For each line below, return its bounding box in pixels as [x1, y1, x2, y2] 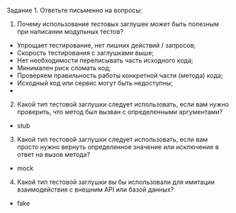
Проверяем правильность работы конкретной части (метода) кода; [16, 71, 223, 80]
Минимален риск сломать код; [16, 64, 111, 72]
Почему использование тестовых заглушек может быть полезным [16, 20, 219, 28]
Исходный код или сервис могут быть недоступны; [16, 79, 173, 87]
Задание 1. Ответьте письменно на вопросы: [6, 6, 142, 14]
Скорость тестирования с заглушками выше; [16, 49, 154, 57]
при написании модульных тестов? [16, 28, 124, 35]
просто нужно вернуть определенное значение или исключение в [16, 143, 219, 151]
